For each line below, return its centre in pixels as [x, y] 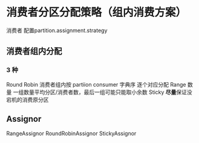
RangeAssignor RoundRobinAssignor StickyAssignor [71, 133]
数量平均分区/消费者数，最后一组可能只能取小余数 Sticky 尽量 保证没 [108, 92]
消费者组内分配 [34, 51]
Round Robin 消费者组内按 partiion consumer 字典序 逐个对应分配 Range [96, 84]
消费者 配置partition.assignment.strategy [57, 30]
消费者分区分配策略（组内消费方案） [96, 12]
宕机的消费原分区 [28, 99]
